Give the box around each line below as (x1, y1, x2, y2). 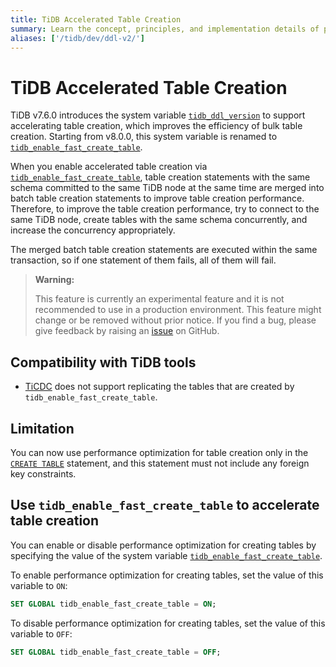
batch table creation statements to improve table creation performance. (10, 192, 305, 205)
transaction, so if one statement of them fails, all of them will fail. (10, 254, 277, 266)
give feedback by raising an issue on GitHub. (34, 325, 220, 337)
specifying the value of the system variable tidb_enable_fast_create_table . (10, 549, 323, 561)
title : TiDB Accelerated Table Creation (10, 14, 182, 25)
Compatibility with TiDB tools (10, 354, 197, 371)
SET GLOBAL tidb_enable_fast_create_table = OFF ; (10, 647, 222, 657)
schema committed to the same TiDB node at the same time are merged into (10, 182, 325, 194)
